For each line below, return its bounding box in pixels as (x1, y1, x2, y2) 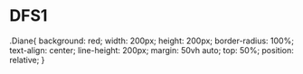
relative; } (9, 54, 45, 65)
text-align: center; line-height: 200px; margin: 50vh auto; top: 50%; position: (9, 44, 294, 55)
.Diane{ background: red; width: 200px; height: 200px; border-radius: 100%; (9, 35, 294, 46)
